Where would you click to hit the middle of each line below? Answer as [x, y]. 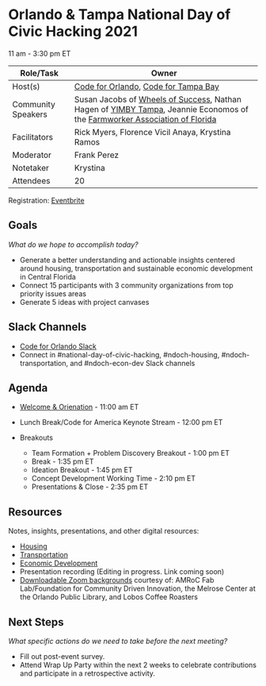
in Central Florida [48, 276]
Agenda [28, 388]
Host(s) [27, 87]
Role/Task [40, 73]
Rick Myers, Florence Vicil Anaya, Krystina [152, 132]
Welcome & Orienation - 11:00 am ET [79, 407]
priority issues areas [53, 293]
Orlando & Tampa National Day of [120, 15]
